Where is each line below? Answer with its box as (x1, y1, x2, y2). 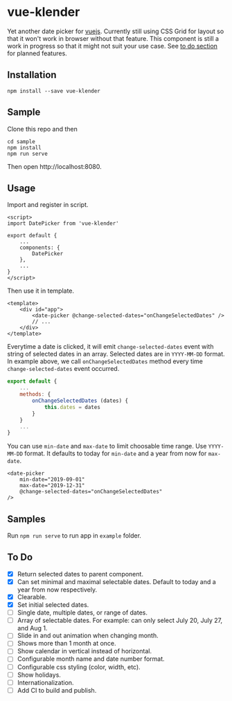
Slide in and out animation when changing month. (17, 631, 159, 640)
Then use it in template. (7, 286, 75, 295)
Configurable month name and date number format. (17, 655, 165, 663)
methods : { (19, 391, 51, 398)
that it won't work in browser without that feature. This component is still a (7, 34, 220, 42)
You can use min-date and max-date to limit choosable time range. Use (7, 442, 207, 450)
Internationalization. (17, 678, 74, 686)
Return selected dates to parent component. (17, 570, 144, 578)
